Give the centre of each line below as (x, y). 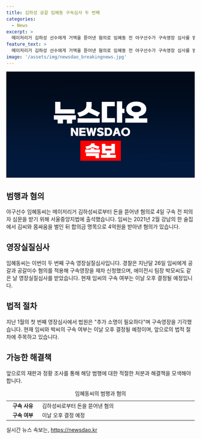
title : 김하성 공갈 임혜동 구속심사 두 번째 (53, 13)
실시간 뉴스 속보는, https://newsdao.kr (52, 429)
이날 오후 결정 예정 (63, 415)
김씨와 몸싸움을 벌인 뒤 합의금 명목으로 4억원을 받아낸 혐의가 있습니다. (99, 227)
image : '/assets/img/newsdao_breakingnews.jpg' (67, 57)
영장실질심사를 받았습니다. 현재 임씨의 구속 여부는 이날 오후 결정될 (95, 278)
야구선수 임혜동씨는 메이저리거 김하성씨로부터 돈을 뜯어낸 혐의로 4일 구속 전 (94, 212)
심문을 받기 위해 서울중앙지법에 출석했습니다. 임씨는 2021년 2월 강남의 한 (97, 220)
